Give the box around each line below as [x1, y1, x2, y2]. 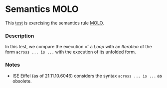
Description [5, 32, 34, 39]
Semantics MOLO [5, 3, 79, 15]
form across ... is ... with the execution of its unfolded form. [5, 49, 136, 55]
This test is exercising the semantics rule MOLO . [5, 20, 104, 26]
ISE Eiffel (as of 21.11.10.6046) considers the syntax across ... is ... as [12, 73, 163, 79]
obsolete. [12, 78, 32, 84]
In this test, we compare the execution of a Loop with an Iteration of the [5, 44, 152, 50]
